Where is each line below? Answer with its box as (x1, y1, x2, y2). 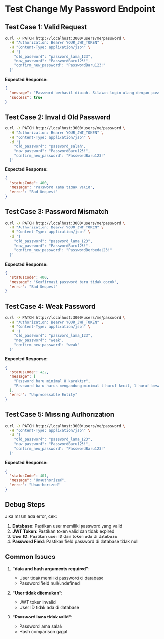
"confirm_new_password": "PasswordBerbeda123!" (14, 247, 112, 252)
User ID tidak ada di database (19, 604, 79, 610)
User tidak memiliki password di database (19, 575, 104, 581)
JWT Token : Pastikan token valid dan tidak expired (12, 528, 115, 534)
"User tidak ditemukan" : (12, 590, 63, 596)
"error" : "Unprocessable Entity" (9, 392, 78, 397)
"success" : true (9, 95, 42, 100)
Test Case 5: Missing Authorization (5, 411, 115, 419)
